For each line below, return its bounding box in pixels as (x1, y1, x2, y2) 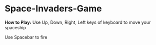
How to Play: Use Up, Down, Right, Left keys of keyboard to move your (4, 19, 151, 25)
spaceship (4, 24, 26, 30)
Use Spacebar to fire (4, 34, 47, 40)
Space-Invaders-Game (4, 3, 102, 14)
